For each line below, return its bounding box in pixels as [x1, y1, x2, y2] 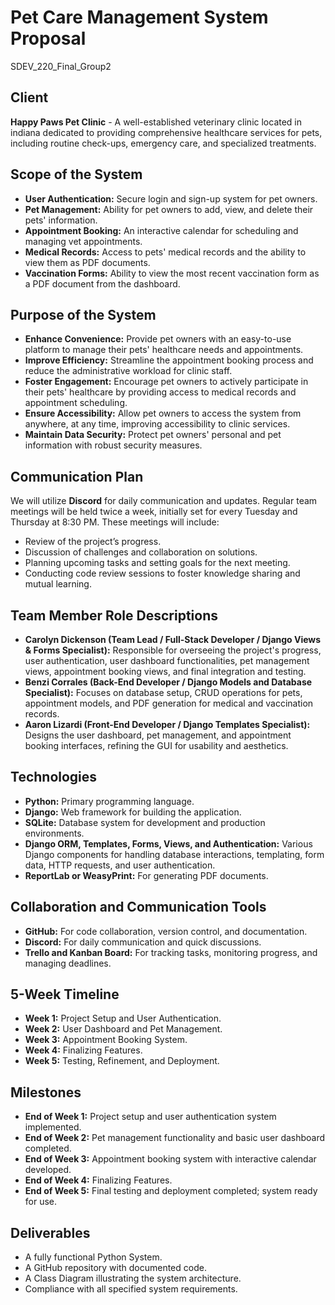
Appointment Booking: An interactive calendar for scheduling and [24, 224, 299, 236]
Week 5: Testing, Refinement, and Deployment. [24, 1055, 220, 1067]
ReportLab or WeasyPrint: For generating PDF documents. [24, 869, 269, 881]
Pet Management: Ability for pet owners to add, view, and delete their [24, 203, 314, 215]
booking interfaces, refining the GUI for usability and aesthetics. [24, 740, 289, 751]
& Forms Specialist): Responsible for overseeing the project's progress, [24, 644, 322, 656]
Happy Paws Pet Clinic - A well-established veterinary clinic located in [10, 116, 303, 128]
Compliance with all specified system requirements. [24, 1283, 238, 1295]
